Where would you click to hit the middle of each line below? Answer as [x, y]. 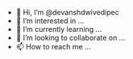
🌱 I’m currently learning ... [59, 29]
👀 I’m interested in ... [50, 21]
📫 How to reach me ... [53, 47]
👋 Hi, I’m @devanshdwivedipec [67, 12]
